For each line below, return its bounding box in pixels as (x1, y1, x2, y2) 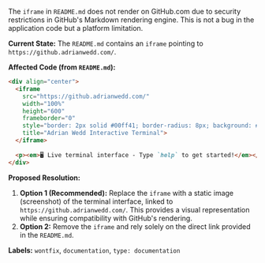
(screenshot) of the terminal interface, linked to (19, 197, 174, 206)
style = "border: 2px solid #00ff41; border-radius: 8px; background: (22, 122, 252, 130)
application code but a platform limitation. (8, 24, 144, 32)
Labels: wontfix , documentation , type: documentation (8, 245, 181, 255)
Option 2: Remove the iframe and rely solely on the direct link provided (19, 221, 251, 231)
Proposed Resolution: (8, 173, 80, 182)
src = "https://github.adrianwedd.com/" (22, 92, 150, 100)
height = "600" (22, 107, 65, 115)
